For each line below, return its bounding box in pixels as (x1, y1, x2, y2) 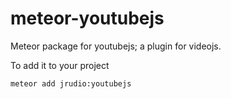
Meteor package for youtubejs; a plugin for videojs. (10, 40, 222, 52)
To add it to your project (10, 59, 110, 71)
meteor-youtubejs (10, 7, 165, 30)
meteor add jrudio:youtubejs (10, 78, 132, 89)
